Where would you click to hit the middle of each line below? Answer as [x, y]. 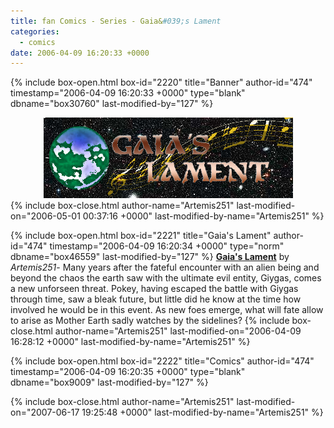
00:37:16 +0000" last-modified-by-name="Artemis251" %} [203, 216]
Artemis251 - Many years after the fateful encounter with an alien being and [165, 267]
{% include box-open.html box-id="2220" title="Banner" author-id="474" [161, 82]
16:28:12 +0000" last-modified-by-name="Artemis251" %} [130, 342]
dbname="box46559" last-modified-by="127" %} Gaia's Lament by [150, 257]
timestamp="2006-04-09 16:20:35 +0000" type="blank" [128, 372]
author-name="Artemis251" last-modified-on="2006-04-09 [178, 331]
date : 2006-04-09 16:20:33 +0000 [80, 53]
